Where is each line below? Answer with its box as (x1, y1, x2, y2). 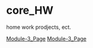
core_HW (6, 4, 54, 17)
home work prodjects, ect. (6, 23, 71, 31)
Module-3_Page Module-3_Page (6, 35, 87, 42)
